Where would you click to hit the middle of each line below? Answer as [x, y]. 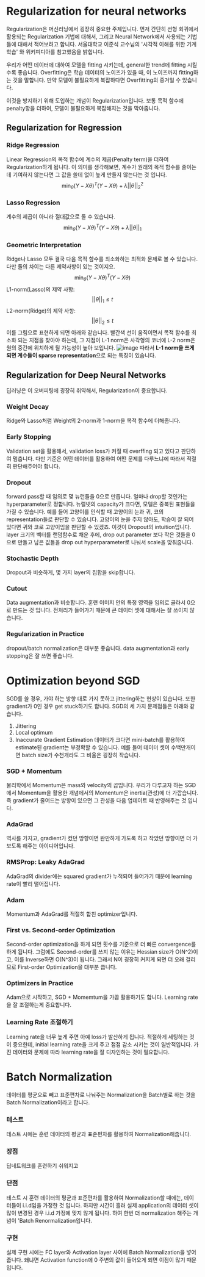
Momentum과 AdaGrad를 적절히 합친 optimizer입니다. [72, 914]
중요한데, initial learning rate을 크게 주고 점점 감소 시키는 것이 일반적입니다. [102, 1044]
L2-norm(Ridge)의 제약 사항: [41, 311]
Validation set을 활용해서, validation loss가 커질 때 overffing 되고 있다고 [93, 451]
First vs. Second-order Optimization [61, 930]
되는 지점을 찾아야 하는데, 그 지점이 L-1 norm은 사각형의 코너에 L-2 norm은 [106, 340]
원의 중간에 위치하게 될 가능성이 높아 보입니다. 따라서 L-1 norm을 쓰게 [100, 348]
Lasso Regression [33, 203]
